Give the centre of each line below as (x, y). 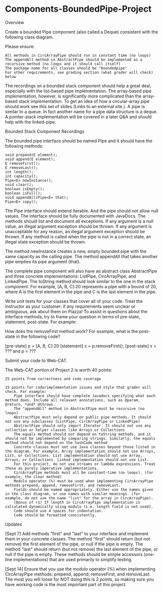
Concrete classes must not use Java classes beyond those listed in (85, 447)
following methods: (24, 146)
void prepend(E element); (31, 155)
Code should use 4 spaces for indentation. (59, 511)
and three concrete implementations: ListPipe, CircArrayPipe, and (71, 276)
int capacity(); (21, 176)
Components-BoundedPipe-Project (78, 9)
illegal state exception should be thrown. (45, 241)
